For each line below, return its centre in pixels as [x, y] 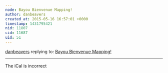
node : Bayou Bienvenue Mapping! [39, 10]
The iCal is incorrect [26, 66]
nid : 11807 [16, 28]
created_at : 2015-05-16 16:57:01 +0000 [47, 19]
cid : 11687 [16, 33]
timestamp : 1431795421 [29, 24]
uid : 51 [13, 38]
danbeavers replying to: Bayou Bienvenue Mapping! [58, 51]
